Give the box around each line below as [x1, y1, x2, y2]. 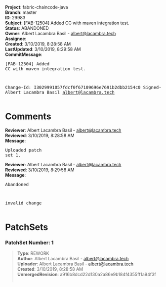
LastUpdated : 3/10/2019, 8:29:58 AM [5, 47, 81, 52]
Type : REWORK [17, 250, 49, 256]
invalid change [5, 200, 42, 206]
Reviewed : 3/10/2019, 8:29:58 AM [5, 167, 75, 173]
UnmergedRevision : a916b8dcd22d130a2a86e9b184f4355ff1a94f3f [17, 272, 157, 278]
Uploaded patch [5, 147, 42, 153]
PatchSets [5, 222, 48, 233]
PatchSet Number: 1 [5, 239, 54, 246]
